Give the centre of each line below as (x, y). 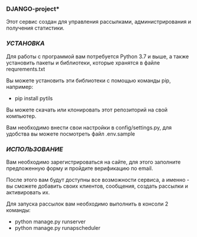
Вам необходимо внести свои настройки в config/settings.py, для (89, 127)
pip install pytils (34, 98)
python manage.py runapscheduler (57, 228)
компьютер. (21, 116)
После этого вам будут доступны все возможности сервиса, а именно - (98, 180)
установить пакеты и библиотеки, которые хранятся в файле (83, 63)
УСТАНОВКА (26, 43)
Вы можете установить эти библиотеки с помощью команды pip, (88, 80)
